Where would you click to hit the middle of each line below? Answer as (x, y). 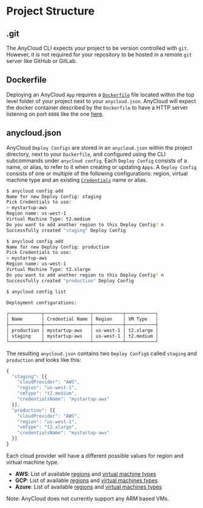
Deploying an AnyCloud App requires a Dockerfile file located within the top (101, 95)
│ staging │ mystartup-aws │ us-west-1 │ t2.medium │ (82, 336)
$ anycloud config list (36, 292)
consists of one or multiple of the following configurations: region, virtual (97, 173)
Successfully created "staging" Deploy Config (66, 230)
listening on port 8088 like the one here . (55, 114)
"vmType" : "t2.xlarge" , (47, 427)
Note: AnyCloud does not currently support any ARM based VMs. (88, 498)
